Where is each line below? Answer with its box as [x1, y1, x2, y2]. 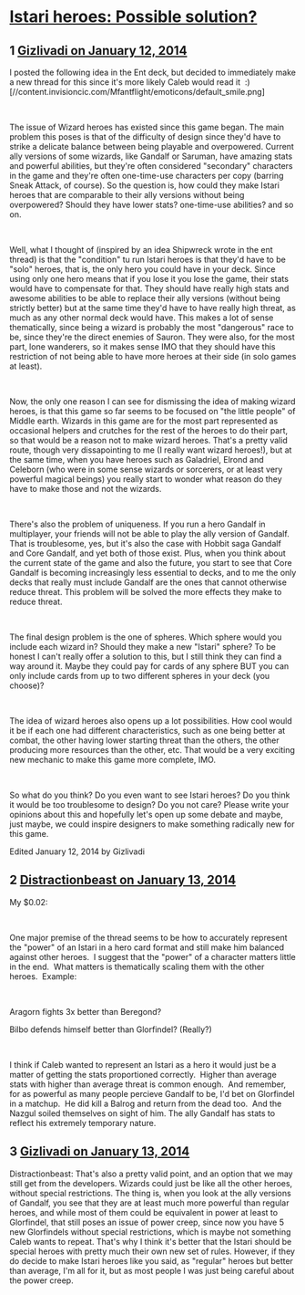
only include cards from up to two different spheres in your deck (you [9, 671, 270, 681]
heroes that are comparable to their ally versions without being [9, 190, 245, 200]
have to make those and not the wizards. [9, 484, 162, 494]
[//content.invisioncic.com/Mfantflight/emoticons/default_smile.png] [9, 87, 266, 97]
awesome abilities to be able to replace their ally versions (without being [9, 293, 280, 303]
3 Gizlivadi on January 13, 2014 [9, 1144, 190, 1160]
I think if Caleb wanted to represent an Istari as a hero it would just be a [9, 1059, 277, 1070]
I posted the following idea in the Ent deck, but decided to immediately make [9, 67, 297, 78]
